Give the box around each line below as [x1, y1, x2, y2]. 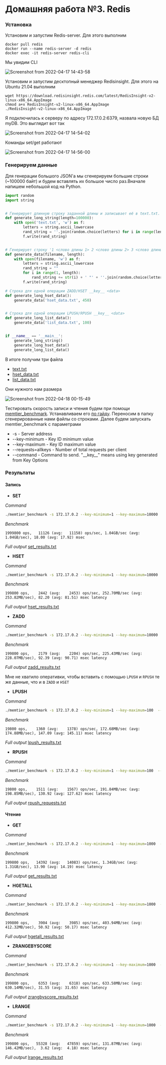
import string [5, 197, 35, 203]
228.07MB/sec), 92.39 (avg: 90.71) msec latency [5, 655, 107, 660]
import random [5, 193, 35, 198]
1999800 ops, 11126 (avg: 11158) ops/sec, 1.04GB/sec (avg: [5, 531, 140, 535]
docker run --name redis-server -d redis [5, 46, 92, 52]
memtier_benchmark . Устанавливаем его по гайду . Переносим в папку [5, 411, 154, 416]
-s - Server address [12, 430, 53, 437]
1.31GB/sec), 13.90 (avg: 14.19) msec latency [5, 864, 103, 870]
